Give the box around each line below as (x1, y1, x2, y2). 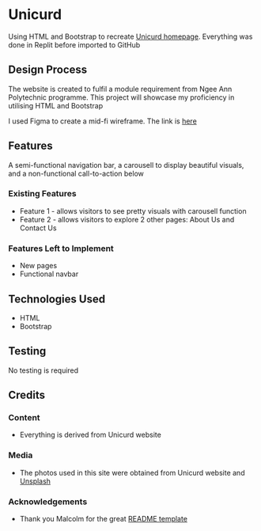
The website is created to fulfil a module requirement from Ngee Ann (8, 84, 233, 93)
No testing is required (8, 366, 79, 375)
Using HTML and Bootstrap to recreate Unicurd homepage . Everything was (8, 32, 253, 41)
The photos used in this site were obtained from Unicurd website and (19, 468, 245, 477)
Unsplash (19, 476, 51, 486)
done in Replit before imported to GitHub (8, 40, 141, 49)
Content (8, 412, 41, 423)
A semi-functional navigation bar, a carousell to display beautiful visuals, (8, 160, 244, 169)
